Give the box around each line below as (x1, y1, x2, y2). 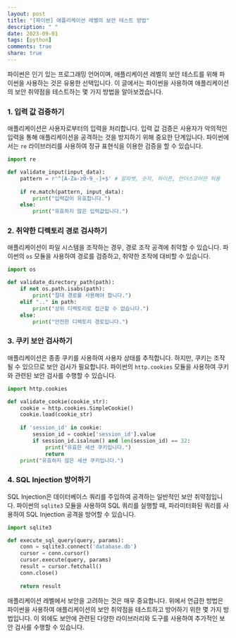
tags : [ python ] (7, 37, 52, 44)
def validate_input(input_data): (7, 168, 106, 176)
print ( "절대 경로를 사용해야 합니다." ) (32, 292, 132, 300)
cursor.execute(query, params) (20, 556, 112, 564)
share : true (7, 50, 42, 57)
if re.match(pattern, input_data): (20, 188, 125, 195)
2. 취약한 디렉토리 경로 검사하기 (7, 226, 108, 236)
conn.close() (20, 569, 58, 577)
